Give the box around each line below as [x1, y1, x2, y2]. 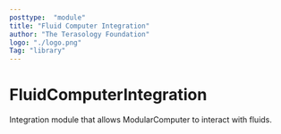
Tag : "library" [9, 46, 66, 55]
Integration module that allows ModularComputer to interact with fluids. [9, 114, 273, 125]
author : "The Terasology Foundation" [9, 29, 150, 38]
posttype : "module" [9, 13, 87, 22]
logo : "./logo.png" [9, 38, 82, 47]
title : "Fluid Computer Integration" [9, 21, 150, 30]
